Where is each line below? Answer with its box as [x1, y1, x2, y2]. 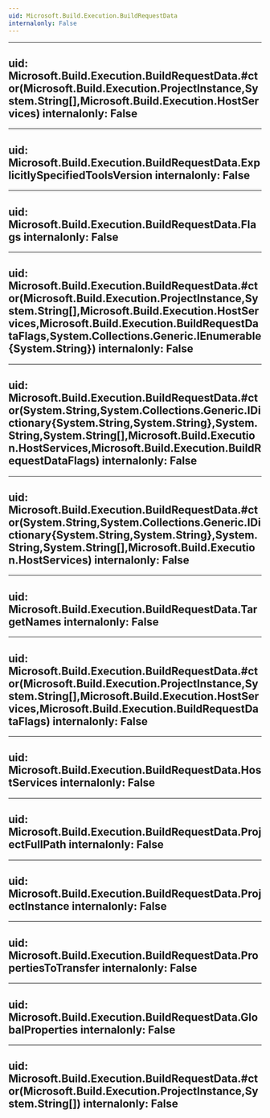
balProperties [8, 1022, 79, 1037]
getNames [8, 615, 62, 629]
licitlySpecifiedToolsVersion [8, 168, 153, 182]
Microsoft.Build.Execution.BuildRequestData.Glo [8, 1010, 259, 1024]
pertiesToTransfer [8, 961, 100, 975]
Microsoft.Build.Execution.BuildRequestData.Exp [8, 156, 261, 170]
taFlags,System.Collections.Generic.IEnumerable [8, 330, 262, 343]
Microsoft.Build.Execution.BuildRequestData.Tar [8, 602, 258, 616]
